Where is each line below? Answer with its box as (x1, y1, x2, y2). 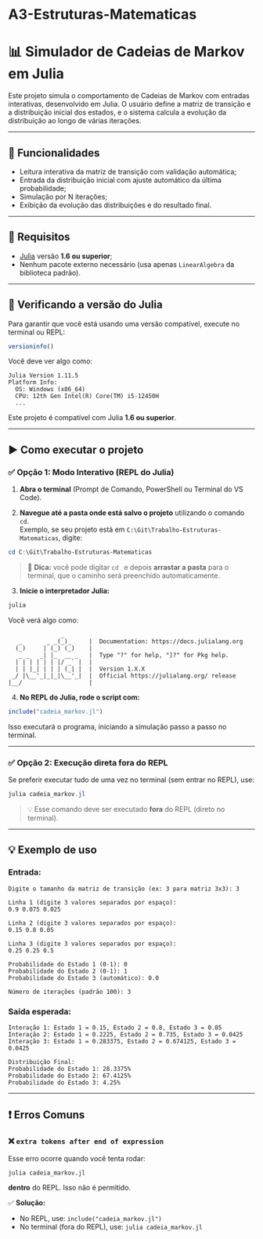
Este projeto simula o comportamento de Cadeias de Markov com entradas (8, 91, 250, 101)
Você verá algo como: (8, 615, 79, 625)
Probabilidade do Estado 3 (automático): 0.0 (8, 974, 159, 982)
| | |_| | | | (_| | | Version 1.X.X (15, 665, 146, 673)
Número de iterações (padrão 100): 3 (8, 988, 131, 996)
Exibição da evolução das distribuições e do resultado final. (19, 200, 212, 210)
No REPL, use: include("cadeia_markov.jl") (19, 1214, 163, 1223)
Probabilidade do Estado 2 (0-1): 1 (8, 967, 128, 975)
